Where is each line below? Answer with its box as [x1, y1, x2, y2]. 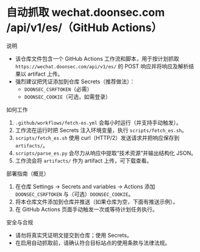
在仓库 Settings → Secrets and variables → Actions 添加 [15, 183, 155, 190]
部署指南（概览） [6, 170, 49, 177]
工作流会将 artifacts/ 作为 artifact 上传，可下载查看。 [15, 156, 152, 164]
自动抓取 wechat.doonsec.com [6, 5, 165, 19]
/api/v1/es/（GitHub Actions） [6, 21, 163, 35]
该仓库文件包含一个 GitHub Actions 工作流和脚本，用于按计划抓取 [15, 55, 179, 62]
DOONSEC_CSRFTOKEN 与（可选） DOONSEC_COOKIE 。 [15, 190, 134, 198]
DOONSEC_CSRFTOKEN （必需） [24, 85, 93, 93]
